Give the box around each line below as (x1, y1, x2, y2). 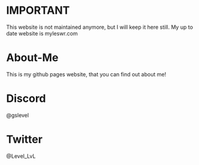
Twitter (6, 133, 43, 146)
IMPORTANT (6, 4, 70, 17)
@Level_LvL (6, 152, 36, 160)
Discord (6, 92, 46, 106)
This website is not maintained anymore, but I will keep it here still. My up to (6, 23, 194, 31)
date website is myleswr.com (6, 29, 78, 37)
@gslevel (6, 112, 29, 119)
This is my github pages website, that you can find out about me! (6, 70, 167, 78)
